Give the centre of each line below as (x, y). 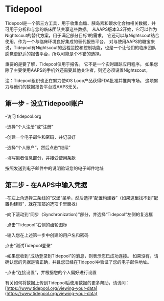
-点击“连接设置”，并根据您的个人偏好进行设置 (51, 272)
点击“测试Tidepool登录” (29, 245)
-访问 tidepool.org (23, 116)
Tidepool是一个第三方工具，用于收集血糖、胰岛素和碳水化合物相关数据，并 (80, 23)
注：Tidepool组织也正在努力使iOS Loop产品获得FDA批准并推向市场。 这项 (80, 80)
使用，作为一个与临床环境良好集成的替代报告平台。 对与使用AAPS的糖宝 (78, 41)
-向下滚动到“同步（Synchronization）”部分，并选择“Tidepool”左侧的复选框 (79, 214)
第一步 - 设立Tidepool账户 (45, 104)
